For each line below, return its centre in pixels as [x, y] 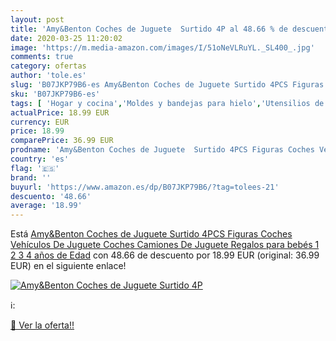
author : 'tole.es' [48, 76]
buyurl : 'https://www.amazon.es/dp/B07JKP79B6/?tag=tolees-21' [145, 187]
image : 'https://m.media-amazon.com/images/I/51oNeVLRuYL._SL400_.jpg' [162, 47]
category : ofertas [48, 66]
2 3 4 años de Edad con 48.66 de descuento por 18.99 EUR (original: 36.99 [165, 255]
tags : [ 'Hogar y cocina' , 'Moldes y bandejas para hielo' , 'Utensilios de [167, 103]
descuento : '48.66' [51, 196]
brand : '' [31, 177]
